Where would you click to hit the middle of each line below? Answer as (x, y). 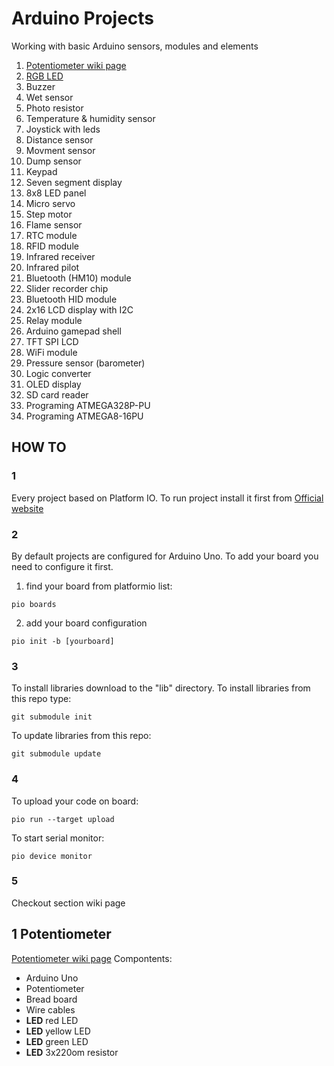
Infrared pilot (52, 267)
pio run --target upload (63, 819)
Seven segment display (74, 182)
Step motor (49, 214)
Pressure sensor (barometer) (85, 363)
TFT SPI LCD (52, 341)
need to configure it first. (62, 566)
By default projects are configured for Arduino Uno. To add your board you (165, 556)
